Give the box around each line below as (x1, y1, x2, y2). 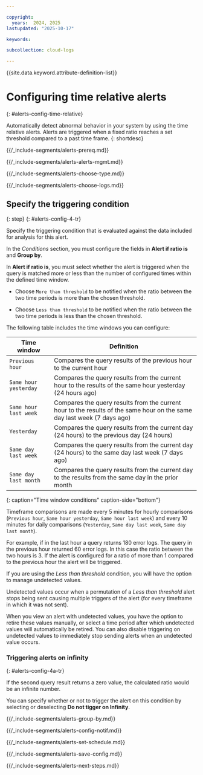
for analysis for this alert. (6, 233, 68, 241)
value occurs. (6, 638, 40, 646)
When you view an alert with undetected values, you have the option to (6, 612, 183, 620)
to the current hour (54, 363, 108, 372)
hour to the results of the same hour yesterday (54, 381, 185, 389)
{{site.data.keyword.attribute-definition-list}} (6, 69, 118, 76)
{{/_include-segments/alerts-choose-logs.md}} (6, 182, 124, 189)
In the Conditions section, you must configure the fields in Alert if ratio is (6, 245, 188, 252)
